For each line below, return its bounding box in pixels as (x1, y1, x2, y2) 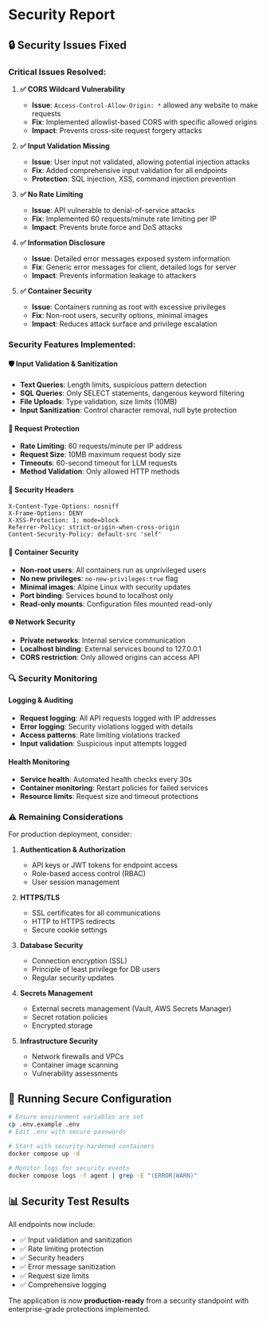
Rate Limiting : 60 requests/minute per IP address (19, 441, 182, 451)
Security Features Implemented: (8, 339, 136, 350)
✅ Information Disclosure (19, 238, 106, 247)
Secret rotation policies (31, 1013, 108, 1022)
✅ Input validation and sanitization (19, 1235, 133, 1245)
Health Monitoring (8, 757, 70, 766)
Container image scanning (31, 1060, 119, 1070)
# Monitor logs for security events (8, 1164, 130, 1172)
